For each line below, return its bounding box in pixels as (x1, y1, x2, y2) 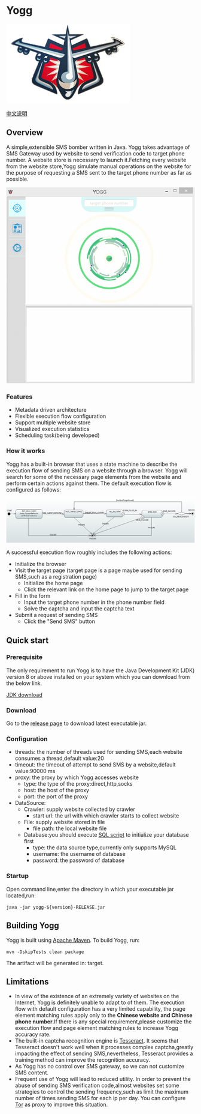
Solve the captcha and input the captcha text (23, 605, 135, 612)
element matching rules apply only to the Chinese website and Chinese (14, 1012, 193, 1019)
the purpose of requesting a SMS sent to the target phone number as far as (6, 169, 192, 176)
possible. (6, 175, 29, 182)
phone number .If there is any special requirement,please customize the (14, 1018, 192, 1025)
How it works (6, 447, 45, 455)
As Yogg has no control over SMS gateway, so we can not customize (14, 1063, 184, 1070)
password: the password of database (32, 857, 124, 864)
